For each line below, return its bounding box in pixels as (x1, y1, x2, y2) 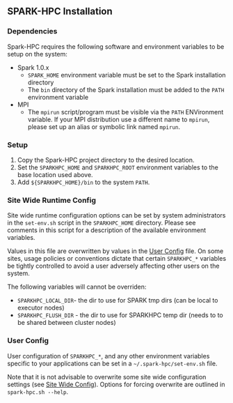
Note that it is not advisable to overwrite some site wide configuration (7, 372, 207, 381)
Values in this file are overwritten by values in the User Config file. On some (7, 247, 224, 255)
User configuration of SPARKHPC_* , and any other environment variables (7, 351, 210, 360)
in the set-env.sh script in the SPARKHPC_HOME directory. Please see (7, 219, 196, 227)
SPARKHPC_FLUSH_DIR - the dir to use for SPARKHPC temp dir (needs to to (17, 311, 224, 319)
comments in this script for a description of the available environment (7, 226, 207, 234)
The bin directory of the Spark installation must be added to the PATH (27, 85, 225, 93)
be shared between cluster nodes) (17, 319, 116, 327)
